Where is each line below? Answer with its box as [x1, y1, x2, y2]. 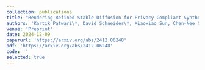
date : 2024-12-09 [6, 32, 51, 38]
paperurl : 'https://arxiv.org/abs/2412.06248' [6, 37, 127, 43]
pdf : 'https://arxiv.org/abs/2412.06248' [6, 43, 113, 49]
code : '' [6, 49, 29, 55]
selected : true [6, 54, 45, 60]
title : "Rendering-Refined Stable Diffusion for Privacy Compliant [6, 15, 182, 21]
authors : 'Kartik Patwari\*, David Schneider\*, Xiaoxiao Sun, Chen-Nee [6, 20, 195, 26]
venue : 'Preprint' [6, 26, 53, 32]
